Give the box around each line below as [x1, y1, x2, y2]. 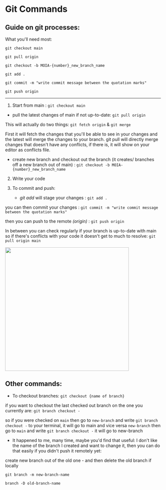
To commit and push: [12, 185, 56, 191]
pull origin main [5, 238, 41, 243]
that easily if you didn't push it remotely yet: [12, 447, 102, 453]
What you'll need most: [5, 36, 52, 42]
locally [5, 462, 19, 468]
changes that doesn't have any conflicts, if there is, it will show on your [5, 142, 150, 147]
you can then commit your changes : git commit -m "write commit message [5, 204, 158, 210]
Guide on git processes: [5, 23, 80, 32]
